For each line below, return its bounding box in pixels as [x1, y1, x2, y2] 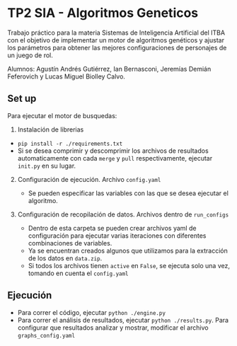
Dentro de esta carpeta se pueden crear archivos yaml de [28, 224, 197, 232]
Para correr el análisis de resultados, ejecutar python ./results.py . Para [17, 316, 229, 324]
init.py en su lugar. [17, 161, 76, 170]
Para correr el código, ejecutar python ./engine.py [17, 308, 166, 316]
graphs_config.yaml [17, 332, 76, 339]
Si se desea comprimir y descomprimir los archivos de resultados [17, 146, 209, 155]
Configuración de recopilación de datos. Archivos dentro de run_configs [17, 210, 229, 219]
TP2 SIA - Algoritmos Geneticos [7, 5, 199, 21]
